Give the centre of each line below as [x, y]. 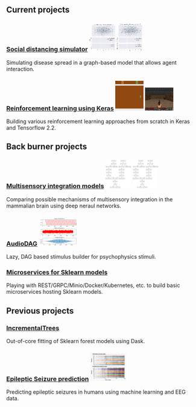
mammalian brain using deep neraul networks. [64, 206]
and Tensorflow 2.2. [31, 128]
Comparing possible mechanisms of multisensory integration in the [90, 199]
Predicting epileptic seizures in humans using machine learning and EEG [96, 392]
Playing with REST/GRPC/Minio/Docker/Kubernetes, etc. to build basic [93, 285]
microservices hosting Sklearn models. [55, 292]
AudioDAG [22, 244]
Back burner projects [47, 147]
